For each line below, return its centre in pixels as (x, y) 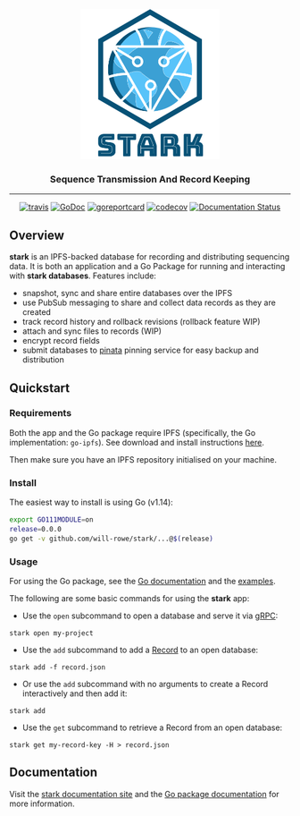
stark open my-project (51, 633)
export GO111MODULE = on (51, 520)
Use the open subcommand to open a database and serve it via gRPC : (150, 616)
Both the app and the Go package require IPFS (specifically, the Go (133, 432)
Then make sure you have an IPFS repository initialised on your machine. (143, 459)
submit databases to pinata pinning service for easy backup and (140, 350)
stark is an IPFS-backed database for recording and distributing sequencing (150, 257)
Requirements (41, 413)
